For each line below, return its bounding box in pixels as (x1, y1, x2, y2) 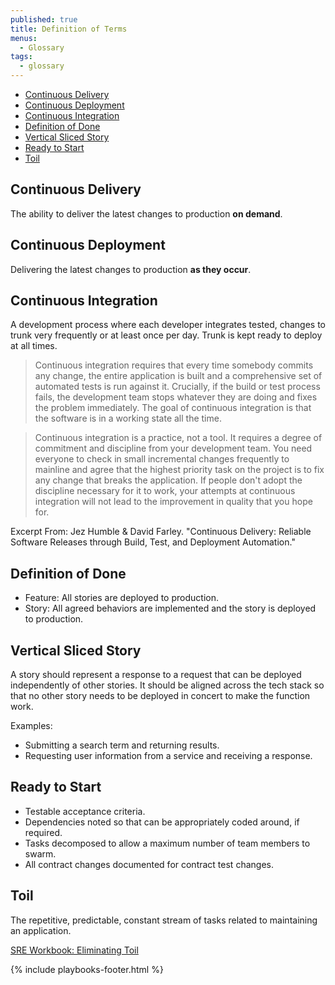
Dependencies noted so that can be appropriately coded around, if (24, 816, 300, 828)
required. (24, 826, 63, 838)
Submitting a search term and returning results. (24, 739, 220, 751)
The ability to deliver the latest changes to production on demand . (10, 207, 283, 220)
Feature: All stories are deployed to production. (24, 592, 219, 604)
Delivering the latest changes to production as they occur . (10, 263, 252, 275)
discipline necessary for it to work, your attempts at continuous (34, 485, 296, 497)
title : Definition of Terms (10, 24, 128, 34)
